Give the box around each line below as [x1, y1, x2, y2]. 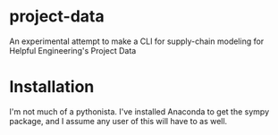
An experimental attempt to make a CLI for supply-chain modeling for [9, 36, 265, 46]
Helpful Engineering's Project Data [9, 45, 137, 55]
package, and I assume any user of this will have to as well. [9, 115, 228, 126]
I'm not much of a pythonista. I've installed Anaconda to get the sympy [9, 105, 270, 117]
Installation [9, 77, 95, 97]
